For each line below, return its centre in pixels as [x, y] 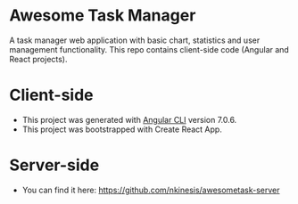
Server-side [54, 165]
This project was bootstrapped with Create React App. [122, 129]
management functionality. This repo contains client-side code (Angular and [149, 49]
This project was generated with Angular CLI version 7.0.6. [129, 119]
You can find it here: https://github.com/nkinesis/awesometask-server [151, 190]
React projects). [39, 59]
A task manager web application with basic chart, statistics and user [135, 40]
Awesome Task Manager [103, 16]
